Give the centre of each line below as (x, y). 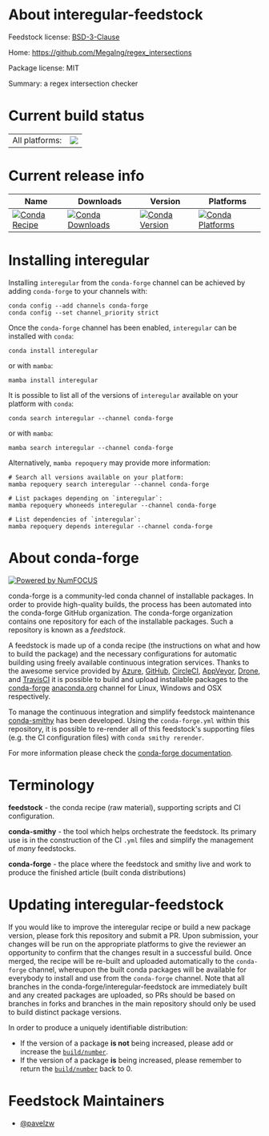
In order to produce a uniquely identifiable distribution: (98, 1027)
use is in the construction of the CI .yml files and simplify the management (131, 840)
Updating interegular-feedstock (116, 904)
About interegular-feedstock (106, 15)
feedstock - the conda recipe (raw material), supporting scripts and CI (125, 807)
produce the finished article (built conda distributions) (97, 872)
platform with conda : (41, 403)
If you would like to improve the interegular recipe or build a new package (129, 927)
